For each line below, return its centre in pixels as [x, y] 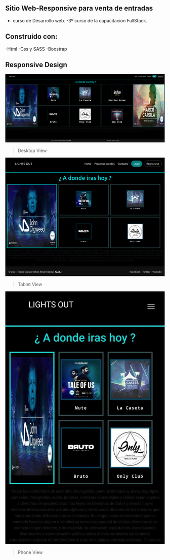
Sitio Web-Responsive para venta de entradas [79, 8]
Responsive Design [36, 65]
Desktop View [32, 150]
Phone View [30, 552]
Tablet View [30, 284]
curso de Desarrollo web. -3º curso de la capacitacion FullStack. [80, 20]
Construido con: [31, 37]
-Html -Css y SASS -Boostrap [36, 49]
